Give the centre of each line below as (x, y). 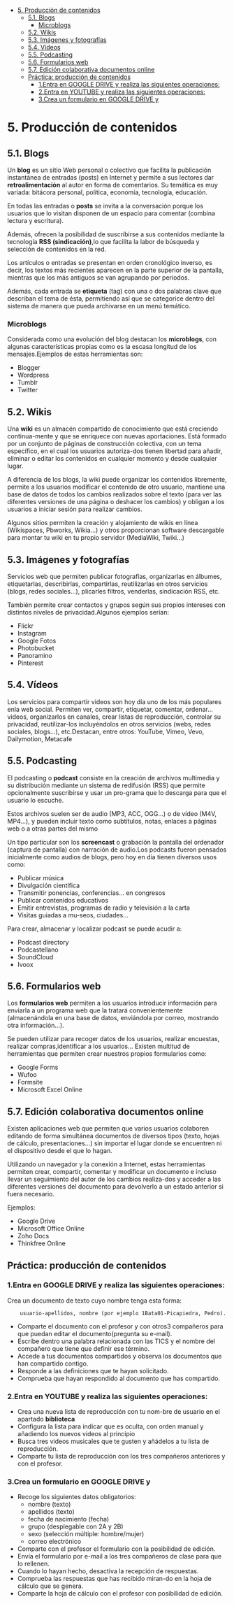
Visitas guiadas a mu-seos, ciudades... (73, 915)
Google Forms (38, 1067)
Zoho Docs (33, 1236)
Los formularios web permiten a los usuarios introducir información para (112, 1003)
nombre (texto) (49, 1504)
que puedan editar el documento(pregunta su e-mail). (95, 1333)
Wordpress (33, 375)
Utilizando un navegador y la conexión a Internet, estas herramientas (107, 1164)
